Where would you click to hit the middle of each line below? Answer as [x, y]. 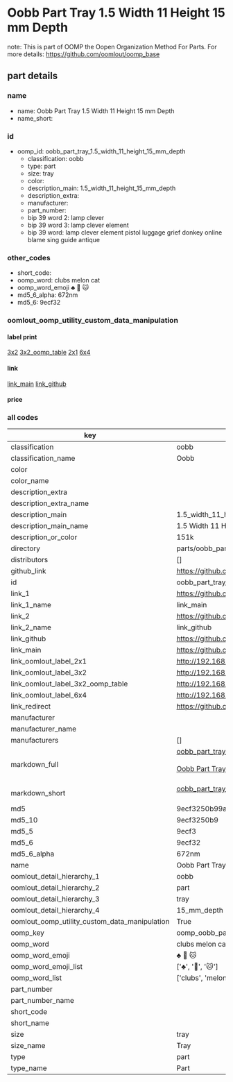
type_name [29, 1068]
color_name [30, 481]
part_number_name [42, 1001]
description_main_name [50, 526]
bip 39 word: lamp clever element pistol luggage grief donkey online [125, 232]
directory [25, 548]
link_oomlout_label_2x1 [49, 661]
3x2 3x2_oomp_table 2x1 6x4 [49, 353]
